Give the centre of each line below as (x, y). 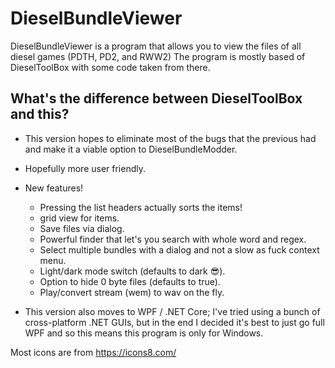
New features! (54, 188)
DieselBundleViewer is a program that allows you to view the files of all (156, 46)
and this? (40, 114)
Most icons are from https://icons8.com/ (93, 352)
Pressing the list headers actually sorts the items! (141, 207)
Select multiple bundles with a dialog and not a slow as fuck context (179, 249)
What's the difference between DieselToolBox (156, 98)
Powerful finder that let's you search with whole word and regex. (173, 239)
